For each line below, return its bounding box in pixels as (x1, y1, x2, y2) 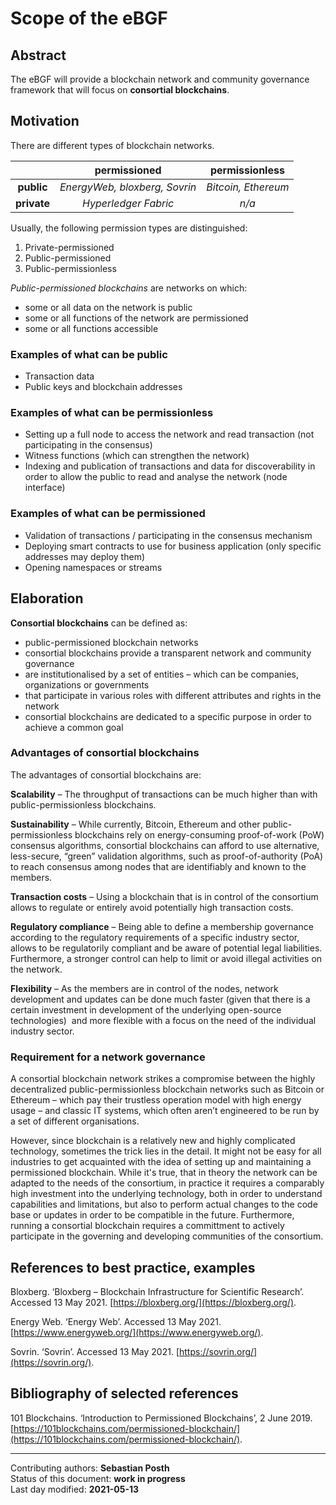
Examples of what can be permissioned (10, 507, 206, 521)
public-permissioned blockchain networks (24, 636, 199, 648)
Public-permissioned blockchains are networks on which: (10, 282, 248, 294)
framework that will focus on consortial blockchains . (10, 84, 230, 96)
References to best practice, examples (10, 1259, 256, 1276)
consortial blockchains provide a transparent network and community (24, 647, 312, 659)
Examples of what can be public (10, 347, 168, 361)
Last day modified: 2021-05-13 (10, 1483, 140, 1495)
